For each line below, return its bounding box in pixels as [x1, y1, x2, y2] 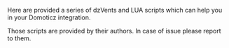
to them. [7, 34, 32, 42]
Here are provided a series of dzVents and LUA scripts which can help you [7, 6, 223, 14]
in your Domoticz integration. [7, 13, 91, 22]
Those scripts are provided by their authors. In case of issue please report [7, 27, 222, 35]
